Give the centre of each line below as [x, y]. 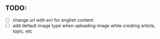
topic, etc [22, 31]
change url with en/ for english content [53, 20]
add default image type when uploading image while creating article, [84, 25]
